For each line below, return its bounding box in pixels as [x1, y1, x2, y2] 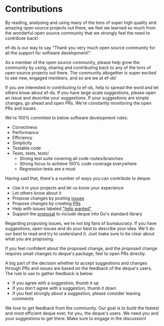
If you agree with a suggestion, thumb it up [12, 280, 99, 286]
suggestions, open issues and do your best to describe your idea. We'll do [5, 225, 155, 231]
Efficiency [12, 135, 33, 140]
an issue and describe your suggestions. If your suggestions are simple [5, 94, 149, 101]
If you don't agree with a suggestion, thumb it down [12, 285, 117, 291]
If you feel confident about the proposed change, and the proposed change [5, 245, 158, 251]
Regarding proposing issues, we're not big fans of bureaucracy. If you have [5, 220, 157, 226]
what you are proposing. [5, 236, 54, 242]
